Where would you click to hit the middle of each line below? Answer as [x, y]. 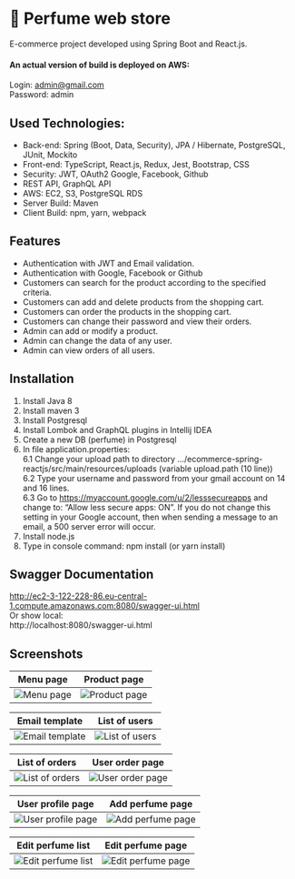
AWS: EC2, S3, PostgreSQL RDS [83, 193]
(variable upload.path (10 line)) [216, 469]
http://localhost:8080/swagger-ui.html [81, 625]
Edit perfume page [146, 845]
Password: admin [42, 95]
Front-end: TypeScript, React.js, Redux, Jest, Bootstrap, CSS [136, 164]
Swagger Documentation [82, 574]
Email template [50, 721]
